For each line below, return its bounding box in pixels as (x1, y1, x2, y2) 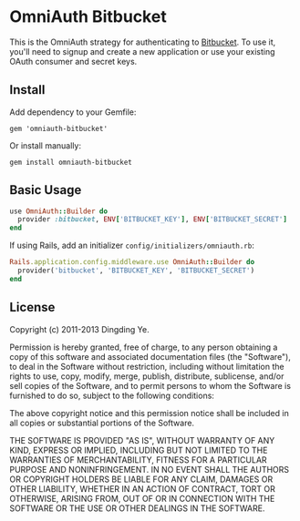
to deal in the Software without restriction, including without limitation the (9, 361, 284, 372)
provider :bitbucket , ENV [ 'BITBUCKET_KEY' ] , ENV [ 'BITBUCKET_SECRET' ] (17, 215, 287, 224)
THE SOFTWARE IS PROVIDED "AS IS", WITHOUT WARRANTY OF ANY (9, 434, 275, 445)
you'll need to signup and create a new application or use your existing (9, 46, 275, 56)
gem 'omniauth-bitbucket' (9, 124, 108, 133)
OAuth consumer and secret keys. (9, 56, 138, 66)
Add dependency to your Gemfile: (9, 107, 137, 117)
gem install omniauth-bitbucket (9, 158, 132, 167)
